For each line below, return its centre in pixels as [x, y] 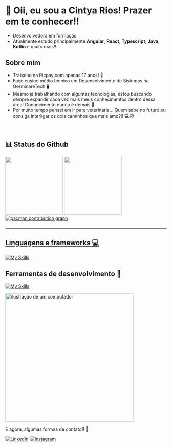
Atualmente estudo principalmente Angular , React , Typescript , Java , [86, 41]
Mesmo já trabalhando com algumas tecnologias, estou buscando [82, 94]
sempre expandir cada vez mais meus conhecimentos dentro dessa [84, 99]
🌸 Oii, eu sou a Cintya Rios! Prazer [79, 11]
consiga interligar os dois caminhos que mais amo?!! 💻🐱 [73, 116]
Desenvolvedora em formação [45, 35]
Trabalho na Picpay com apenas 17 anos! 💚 [58, 75]
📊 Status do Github [37, 145]
